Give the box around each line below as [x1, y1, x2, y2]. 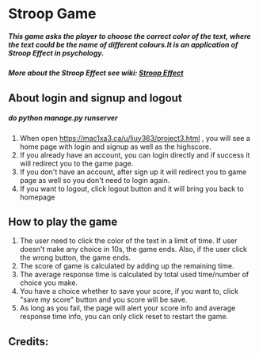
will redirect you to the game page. [19, 158, 134, 168]
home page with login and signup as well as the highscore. [19, 142, 211, 151]
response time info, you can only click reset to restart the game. [19, 312, 229, 322]
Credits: [8, 334, 49, 348]
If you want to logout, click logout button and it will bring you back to [19, 184, 244, 193]
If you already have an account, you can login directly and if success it [19, 150, 250, 159]
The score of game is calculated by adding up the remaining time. [19, 261, 234, 271]
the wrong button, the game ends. [19, 253, 131, 262]
